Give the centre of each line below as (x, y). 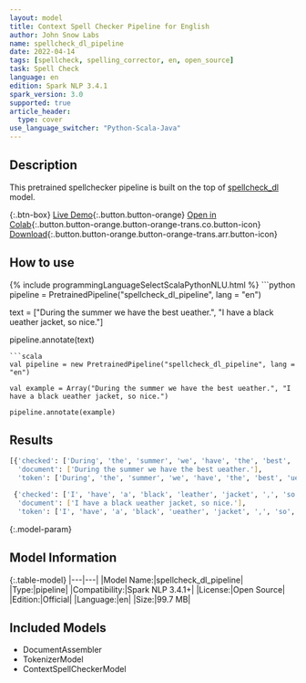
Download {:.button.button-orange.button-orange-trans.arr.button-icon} (143, 234)
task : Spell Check (44, 69)
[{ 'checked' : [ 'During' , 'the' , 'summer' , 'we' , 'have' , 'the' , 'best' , (150, 461)
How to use (42, 263)
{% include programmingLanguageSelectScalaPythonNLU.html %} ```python (153, 285)
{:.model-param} (41, 529)
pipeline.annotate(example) (63, 412)
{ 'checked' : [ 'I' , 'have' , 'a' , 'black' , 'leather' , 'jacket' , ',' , (146, 495)
